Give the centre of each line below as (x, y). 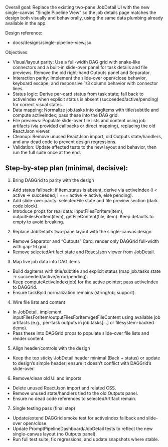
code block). (26, 206)
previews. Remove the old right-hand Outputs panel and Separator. (82, 73)
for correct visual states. (38, 104)
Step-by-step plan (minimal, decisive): (67, 168)
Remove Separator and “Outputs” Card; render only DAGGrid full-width (86, 241)
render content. (29, 338)
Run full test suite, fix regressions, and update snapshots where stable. (86, 439)
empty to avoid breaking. (38, 222)
